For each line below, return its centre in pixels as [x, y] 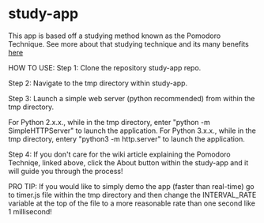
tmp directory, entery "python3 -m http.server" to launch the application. [126, 138]
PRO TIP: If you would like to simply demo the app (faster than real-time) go [131, 186]
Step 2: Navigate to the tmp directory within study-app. [98, 83]
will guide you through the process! [66, 171]
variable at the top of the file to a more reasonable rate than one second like [132, 203]
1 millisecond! [30, 211]
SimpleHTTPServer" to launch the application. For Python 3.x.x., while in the [132, 130]
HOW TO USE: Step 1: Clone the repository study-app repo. [105, 67]
